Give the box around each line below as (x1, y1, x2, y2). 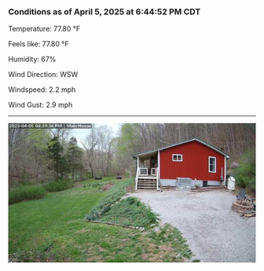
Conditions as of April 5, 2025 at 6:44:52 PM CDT (8, 6, 201, 17)
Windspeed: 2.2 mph (8, 85, 76, 94)
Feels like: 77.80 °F (8, 39, 69, 49)
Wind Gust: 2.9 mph (8, 101, 73, 110)
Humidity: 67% (8, 54, 57, 64)
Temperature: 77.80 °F (8, 24, 81, 34)
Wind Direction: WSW (8, 70, 79, 79)
